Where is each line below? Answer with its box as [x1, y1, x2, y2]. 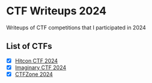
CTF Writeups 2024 [6, 4, 107, 18]
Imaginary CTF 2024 [14, 64, 67, 71]
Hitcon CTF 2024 [14, 57, 58, 64]
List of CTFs [6, 41, 52, 51]
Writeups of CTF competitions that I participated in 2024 [6, 24, 146, 31]
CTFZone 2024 [14, 70, 53, 78]
